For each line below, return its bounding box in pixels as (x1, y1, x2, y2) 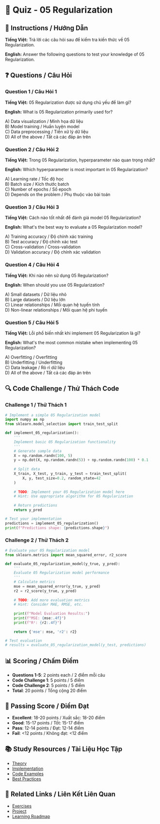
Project (12, 808, 27, 814)
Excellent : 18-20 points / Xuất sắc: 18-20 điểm (12, 714, 105, 721)
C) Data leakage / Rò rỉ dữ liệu (5, 364, 65, 370)
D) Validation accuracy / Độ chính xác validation (5, 249, 101, 255)
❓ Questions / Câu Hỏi (5, 71, 72, 79)
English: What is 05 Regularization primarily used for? (5, 109, 113, 115)
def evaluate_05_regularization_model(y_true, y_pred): (5, 561, 120, 566)
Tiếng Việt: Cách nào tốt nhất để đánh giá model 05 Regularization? (5, 215, 142, 221)
